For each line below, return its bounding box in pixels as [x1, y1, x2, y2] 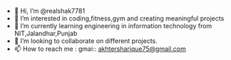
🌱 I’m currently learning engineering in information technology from [14, 22, 212, 30]
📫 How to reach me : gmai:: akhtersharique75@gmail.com [14, 44, 187, 53]
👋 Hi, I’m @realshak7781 [14, 7, 86, 15]
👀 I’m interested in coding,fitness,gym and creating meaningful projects [14, 14, 225, 23]
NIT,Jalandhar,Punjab [14, 29, 78, 37]
